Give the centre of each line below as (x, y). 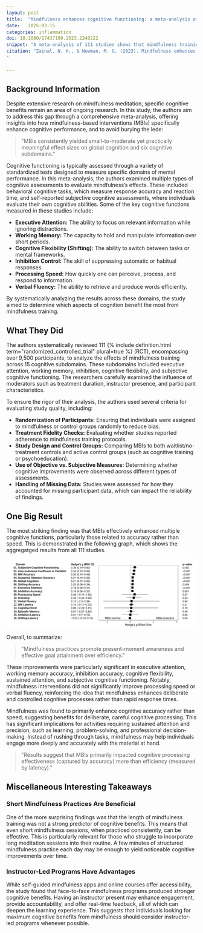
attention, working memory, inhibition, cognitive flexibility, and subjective (97, 371)
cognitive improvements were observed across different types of (96, 472)
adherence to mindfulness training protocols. (71, 440)
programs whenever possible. (52, 923)
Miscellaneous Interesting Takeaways (79, 787)
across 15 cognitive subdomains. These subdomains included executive (95, 364)
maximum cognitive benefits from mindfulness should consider (85, 917)
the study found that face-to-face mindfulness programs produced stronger (101, 891)
